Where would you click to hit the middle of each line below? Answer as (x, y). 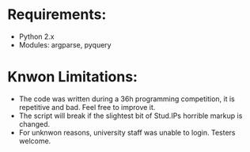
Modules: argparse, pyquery (65, 44)
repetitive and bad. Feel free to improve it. (87, 107)
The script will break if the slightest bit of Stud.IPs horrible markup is (131, 116)
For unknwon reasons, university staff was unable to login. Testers (127, 132)
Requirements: (57, 15)
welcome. (35, 141)
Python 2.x (36, 36)
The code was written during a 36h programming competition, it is (127, 99)
